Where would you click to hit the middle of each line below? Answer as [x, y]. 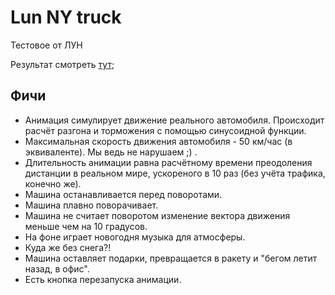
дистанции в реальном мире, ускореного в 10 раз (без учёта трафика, [175, 173]
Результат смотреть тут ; [62, 64]
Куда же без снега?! [68, 247]
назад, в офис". [57, 268]
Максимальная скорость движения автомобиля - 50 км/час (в [158, 141]
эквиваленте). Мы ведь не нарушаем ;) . [111, 152]
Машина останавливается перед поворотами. [123, 194]
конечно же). [53, 183]
